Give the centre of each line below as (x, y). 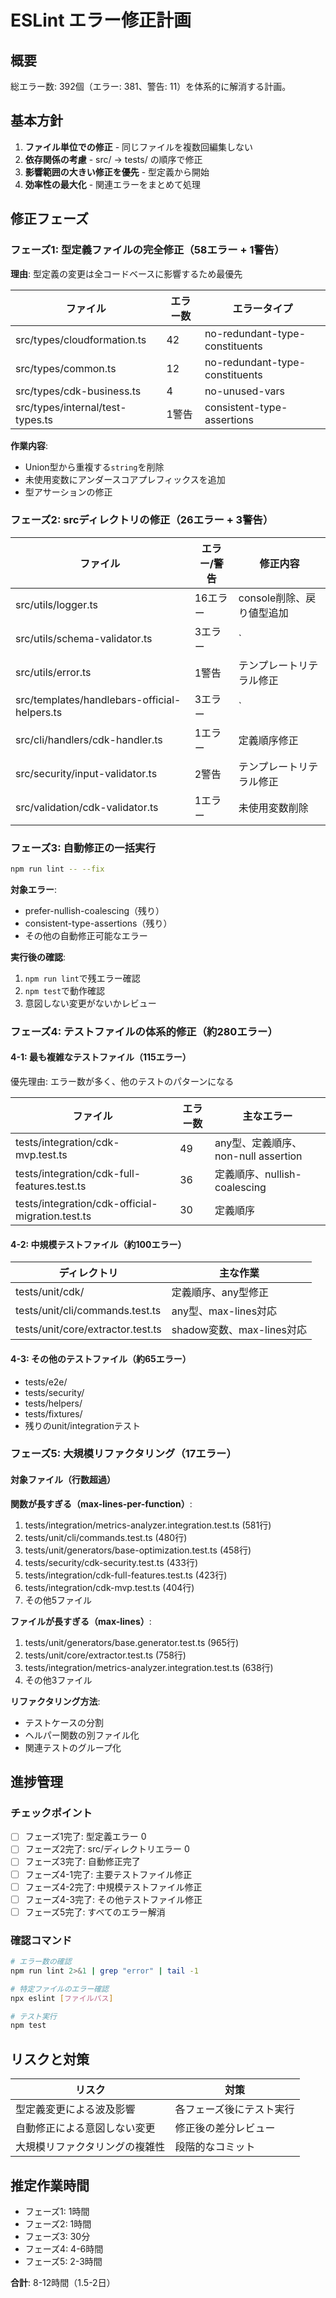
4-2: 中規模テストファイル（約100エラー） (98, 1244)
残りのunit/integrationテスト (82, 1425)
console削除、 (272, 598)
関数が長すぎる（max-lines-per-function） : (101, 1503)
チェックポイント (51, 1813)
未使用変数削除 (273, 808)
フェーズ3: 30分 (57, 2236)
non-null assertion (258, 1156)
